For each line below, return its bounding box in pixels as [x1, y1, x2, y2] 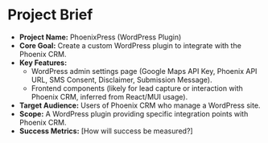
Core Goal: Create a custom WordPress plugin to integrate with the [19, 40, 242, 50]
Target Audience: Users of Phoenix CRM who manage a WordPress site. [19, 100, 261, 110]
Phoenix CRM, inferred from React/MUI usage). [31, 92, 188, 101]
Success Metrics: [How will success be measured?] [19, 126, 194, 136]
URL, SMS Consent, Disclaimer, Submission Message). [31, 75, 212, 84]
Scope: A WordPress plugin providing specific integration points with [19, 108, 249, 118]
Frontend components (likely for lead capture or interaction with [31, 83, 243, 93]
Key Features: [19, 58, 68, 67]
